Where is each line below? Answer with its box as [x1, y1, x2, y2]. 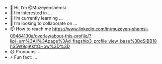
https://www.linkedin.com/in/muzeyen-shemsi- [52, 26, 149, 32]
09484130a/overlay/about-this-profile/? [9, 33, 91, 39]
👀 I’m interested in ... [9, 10, 52, 16]
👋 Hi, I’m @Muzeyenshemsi [9, 5, 66, 10]
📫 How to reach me [9, 26, 51, 32]
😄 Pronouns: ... [9, 49, 42, 54]
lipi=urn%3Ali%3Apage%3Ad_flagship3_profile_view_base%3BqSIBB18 [9, 38, 157, 44]
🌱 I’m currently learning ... [9, 15, 63, 21]
